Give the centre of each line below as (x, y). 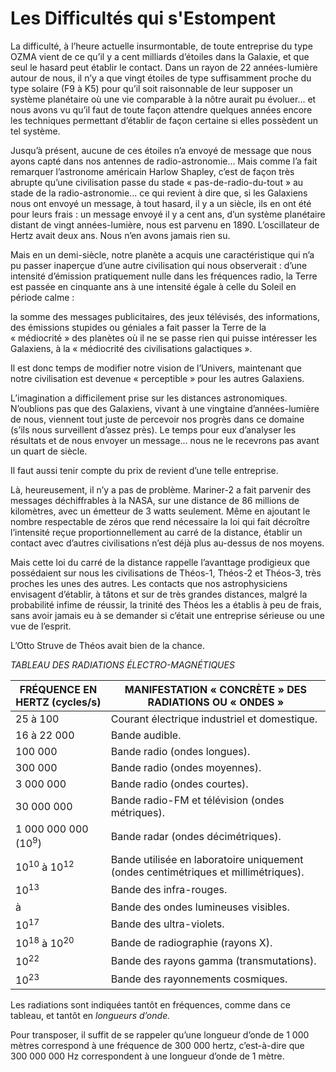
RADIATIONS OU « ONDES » (216, 702)
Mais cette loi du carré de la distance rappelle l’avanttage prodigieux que (160, 562)
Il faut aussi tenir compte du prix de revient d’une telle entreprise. (144, 470)
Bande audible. (146, 735)
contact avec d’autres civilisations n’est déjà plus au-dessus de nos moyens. (167, 543)
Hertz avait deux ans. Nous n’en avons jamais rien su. (120, 235)
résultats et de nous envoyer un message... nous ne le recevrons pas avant (165, 440)
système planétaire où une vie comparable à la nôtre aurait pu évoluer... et (163, 99)
